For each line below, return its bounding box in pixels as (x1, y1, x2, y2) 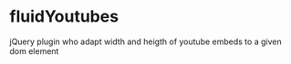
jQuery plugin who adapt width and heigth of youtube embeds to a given (9, 36, 282, 47)
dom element (9, 45, 59, 56)
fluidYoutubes (9, 6, 120, 27)
